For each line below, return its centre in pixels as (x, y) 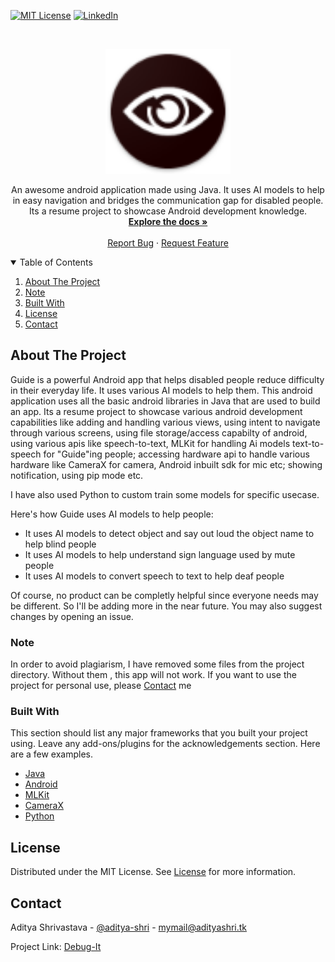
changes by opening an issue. (72, 616)
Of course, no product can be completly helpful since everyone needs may (164, 595)
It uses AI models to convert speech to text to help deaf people (154, 576)
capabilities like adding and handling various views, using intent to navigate (165, 422)
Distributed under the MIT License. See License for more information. (153, 872)
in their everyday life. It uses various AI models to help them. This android (161, 390)
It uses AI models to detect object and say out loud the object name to (169, 533)
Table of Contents (56, 262)
